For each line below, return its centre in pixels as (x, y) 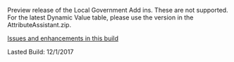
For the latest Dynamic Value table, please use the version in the (100, 17)
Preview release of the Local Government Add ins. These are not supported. (118, 10)
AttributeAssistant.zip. (39, 25)
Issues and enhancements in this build (63, 38)
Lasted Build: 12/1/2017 (41, 52)
